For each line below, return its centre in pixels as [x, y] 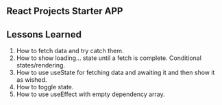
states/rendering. [41, 65]
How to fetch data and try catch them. [70, 51]
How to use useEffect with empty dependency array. [90, 94]
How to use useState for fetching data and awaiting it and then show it [115, 73]
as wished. [32, 80]
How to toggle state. [45, 87]
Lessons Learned [44, 34]
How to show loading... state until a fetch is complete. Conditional [109, 58]
